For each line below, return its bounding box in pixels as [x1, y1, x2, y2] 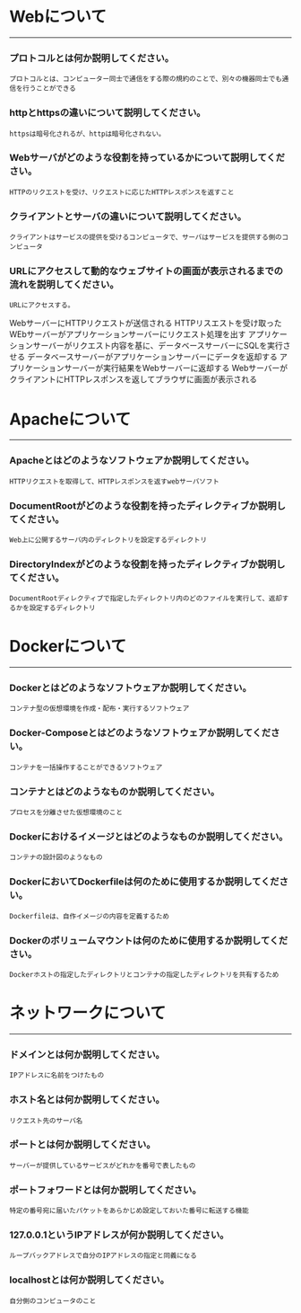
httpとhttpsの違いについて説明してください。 [9, 107, 206, 120]
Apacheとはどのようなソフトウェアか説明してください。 [9, 454, 255, 466]
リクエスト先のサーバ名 [9, 1116, 83, 1125]
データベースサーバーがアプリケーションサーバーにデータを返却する [26, 351, 278, 362]
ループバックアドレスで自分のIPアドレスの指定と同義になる [9, 1251, 197, 1261]
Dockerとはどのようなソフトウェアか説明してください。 [9, 682, 253, 695]
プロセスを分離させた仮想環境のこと [9, 808, 124, 817]
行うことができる [21, 84, 76, 93]
